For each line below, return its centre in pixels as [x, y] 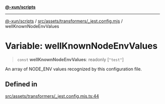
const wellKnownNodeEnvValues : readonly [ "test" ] [70, 59]
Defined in [21, 84]
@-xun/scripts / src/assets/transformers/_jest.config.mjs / [64, 21]
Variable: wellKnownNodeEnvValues [82, 46]
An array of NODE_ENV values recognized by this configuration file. [74, 69]
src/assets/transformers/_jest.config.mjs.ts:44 [52, 96]
